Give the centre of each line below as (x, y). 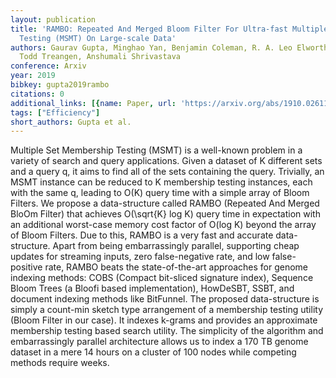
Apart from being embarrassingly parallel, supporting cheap (176, 246)
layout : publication (53, 19)
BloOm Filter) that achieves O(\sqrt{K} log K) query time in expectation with (165, 214)
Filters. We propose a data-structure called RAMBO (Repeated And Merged (165, 203)
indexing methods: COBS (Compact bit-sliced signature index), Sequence (162, 278)
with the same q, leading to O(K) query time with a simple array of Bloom (160, 193)
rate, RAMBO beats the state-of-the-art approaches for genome (176, 267)
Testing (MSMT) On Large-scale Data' (98, 38)
